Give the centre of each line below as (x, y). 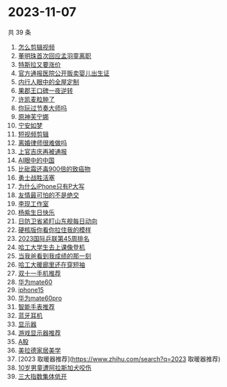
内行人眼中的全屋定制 (48, 81)
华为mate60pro (40, 298)
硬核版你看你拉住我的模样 (54, 230)
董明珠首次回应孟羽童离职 (54, 56)
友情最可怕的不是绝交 (48, 195)
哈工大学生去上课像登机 (51, 247)
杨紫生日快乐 (36, 212)
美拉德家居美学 (39, 350)
